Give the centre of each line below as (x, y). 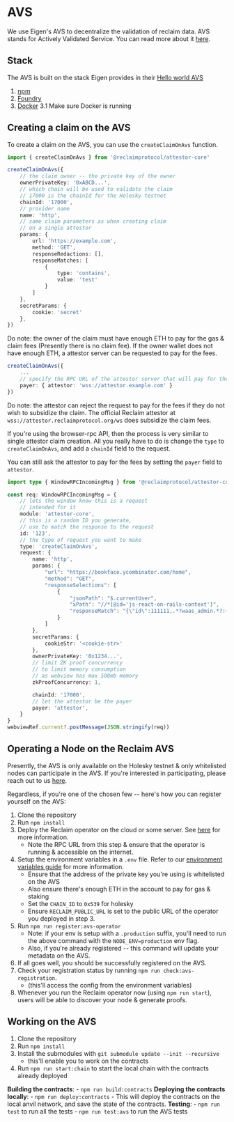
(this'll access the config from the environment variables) (110, 985)
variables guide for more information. (70, 866)
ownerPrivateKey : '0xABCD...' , (65, 183)
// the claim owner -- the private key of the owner (98, 176)
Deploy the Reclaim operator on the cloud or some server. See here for (119, 829)
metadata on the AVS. (59, 956)
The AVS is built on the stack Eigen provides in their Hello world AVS (105, 77)
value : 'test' (77, 280)
